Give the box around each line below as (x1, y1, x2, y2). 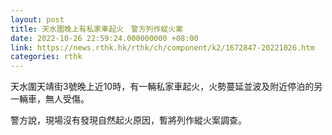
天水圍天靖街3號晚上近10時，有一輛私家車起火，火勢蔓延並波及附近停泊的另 (10, 81, 323, 93)
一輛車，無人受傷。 (10, 93, 90, 105)
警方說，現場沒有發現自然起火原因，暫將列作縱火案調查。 (10, 114, 247, 126)
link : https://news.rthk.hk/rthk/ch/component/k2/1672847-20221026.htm (10, 42, 315, 53)
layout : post (10, 14, 65, 25)
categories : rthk (10, 52, 83, 62)
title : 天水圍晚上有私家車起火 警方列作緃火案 (10, 24, 184, 34)
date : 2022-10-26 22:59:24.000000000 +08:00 (10, 33, 199, 43)
